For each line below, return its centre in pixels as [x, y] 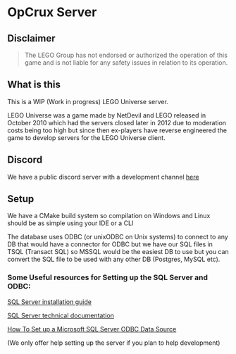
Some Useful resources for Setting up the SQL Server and [107, 277]
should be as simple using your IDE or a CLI [70, 223]
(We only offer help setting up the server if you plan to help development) [114, 343]
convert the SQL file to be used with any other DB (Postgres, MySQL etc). [114, 259]
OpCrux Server [52, 12]
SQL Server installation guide [49, 302]
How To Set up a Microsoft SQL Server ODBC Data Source [92, 329]
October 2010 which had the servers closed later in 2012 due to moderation [117, 122]
